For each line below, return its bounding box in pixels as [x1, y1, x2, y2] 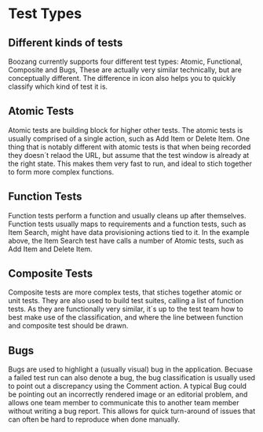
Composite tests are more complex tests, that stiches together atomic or [8, 287, 242, 297]
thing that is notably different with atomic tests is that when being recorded [8, 142, 251, 152]
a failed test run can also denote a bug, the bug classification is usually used [8, 373, 256, 383]
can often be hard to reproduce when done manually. [8, 415, 181, 424]
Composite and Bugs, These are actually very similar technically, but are [8, 65, 242, 75]
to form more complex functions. [8, 167, 115, 177]
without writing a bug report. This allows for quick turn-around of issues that [8, 406, 256, 416]
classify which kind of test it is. [8, 82, 108, 91]
